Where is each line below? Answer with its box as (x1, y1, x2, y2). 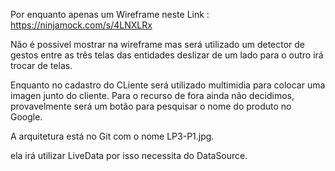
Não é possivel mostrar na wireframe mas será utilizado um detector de (10, 39, 306, 50)
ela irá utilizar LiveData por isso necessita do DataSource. (10, 150, 248, 161)
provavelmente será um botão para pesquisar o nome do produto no (10, 100, 292, 112)
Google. (10, 111, 43, 123)
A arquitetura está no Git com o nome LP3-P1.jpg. (10, 130, 215, 142)
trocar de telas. (10, 60, 73, 71)
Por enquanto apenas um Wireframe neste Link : (10, 9, 210, 20)
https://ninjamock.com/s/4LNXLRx (10, 19, 153, 31)
